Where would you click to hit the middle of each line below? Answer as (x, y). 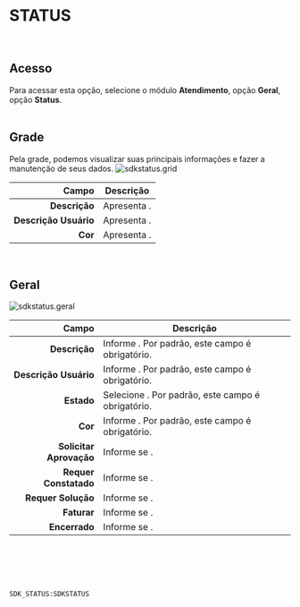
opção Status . (36, 99)
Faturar (79, 513)
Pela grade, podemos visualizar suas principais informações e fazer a (137, 158)
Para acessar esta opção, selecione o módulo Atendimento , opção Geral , (145, 90)
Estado (79, 401)
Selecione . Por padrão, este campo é (182, 395)
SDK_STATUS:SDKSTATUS (50, 594)
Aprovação (71, 457)
